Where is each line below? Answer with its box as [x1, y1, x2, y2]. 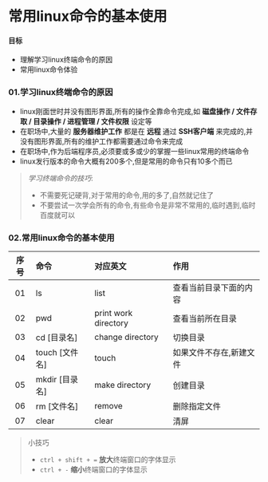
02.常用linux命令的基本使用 [8, 232, 115, 243]
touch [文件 [35, 346, 79, 358]
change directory [94, 331, 160, 342]
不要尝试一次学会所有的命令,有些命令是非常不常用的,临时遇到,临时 [39, 200, 256, 210]
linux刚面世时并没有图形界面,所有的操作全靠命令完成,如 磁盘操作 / [19, 106, 235, 116]
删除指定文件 [172, 401, 221, 412]
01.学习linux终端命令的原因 [8, 87, 113, 98]
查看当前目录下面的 [172, 282, 245, 293]
